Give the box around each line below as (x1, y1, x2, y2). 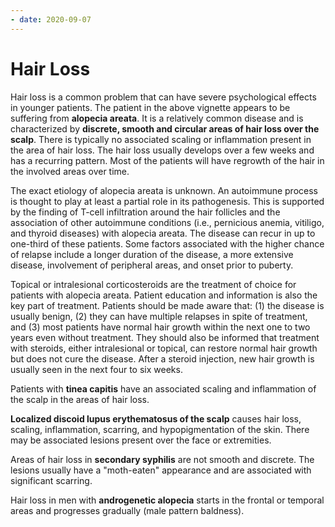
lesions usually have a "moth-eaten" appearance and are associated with (10, 464, 312, 476)
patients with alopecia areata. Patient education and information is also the (10, 289, 318, 301)
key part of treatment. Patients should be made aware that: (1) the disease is (10, 299, 325, 311)
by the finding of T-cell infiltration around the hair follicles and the (10, 206, 281, 218)
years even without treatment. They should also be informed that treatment (10, 331, 320, 343)
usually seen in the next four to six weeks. (10, 363, 183, 375)
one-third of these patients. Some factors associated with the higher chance (10, 237, 325, 250)
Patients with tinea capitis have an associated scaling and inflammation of (10, 382, 317, 395)
